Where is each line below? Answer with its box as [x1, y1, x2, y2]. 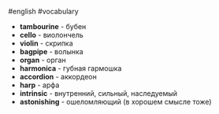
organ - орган [19, 55, 66, 64]
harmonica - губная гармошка [19, 64, 122, 73]
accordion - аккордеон [19, 72, 97, 81]
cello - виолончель [19, 31, 84, 39]
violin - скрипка [19, 39, 73, 48]
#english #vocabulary [8, 7, 79, 16]
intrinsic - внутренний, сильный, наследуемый [19, 89, 178, 97]
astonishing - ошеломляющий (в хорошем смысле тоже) [19, 97, 212, 106]
